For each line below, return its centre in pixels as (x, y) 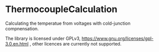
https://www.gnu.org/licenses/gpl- (118, 38)
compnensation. (22, 28)
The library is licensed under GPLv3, (43, 38)
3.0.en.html (17, 43)
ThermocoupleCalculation (61, 9)
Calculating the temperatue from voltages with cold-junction (68, 23)
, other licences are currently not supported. (75, 43)
